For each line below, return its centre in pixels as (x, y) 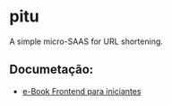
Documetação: (52, 70)
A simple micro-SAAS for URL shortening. (86, 41)
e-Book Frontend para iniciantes (82, 91)
